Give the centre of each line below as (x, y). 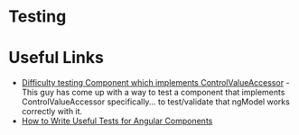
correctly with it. (52, 112)
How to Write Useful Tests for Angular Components (117, 121)
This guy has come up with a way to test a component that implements (153, 93)
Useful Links (56, 58)
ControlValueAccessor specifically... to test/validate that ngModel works (155, 102)
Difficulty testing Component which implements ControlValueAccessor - (155, 83)
